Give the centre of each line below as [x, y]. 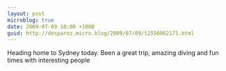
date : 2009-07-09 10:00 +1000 [51, 26]
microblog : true [31, 20]
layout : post [26, 14]
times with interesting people [49, 61]
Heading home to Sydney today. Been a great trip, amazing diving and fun [113, 53]
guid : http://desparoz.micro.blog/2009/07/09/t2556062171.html [101, 33]
